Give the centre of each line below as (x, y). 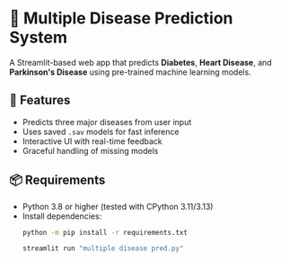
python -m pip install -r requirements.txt (105, 232)
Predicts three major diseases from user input (107, 122)
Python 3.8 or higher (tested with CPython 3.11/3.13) (118, 206)
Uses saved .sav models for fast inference (101, 131)
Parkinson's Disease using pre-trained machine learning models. (130, 72)
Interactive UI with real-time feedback (92, 141)
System (39, 37)
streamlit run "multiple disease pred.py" (103, 248)
